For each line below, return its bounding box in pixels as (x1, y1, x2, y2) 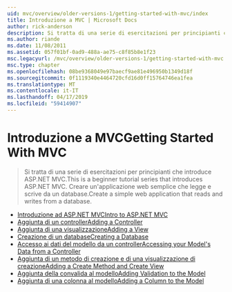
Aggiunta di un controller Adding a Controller (17, 217, 143, 226)
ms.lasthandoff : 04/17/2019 (7, 94, 88, 101)
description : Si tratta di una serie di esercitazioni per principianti (7, 29, 221, 37)
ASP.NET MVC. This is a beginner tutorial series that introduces (23, 174, 203, 183)
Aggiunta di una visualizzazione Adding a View (17, 225, 148, 233)
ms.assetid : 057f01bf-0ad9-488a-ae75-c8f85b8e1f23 (7, 49, 156, 56)
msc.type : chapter (7, 62, 60, 69)
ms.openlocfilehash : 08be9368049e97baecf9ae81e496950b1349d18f (7, 68, 193, 75)
